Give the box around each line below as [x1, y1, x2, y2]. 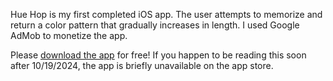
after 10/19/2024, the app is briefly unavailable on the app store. [10, 60, 274, 71]
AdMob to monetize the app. [10, 30, 128, 41]
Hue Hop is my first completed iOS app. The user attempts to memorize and [10, 9, 323, 20]
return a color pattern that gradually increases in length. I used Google [10, 19, 300, 31]
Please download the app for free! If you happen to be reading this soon [10, 49, 307, 61]
